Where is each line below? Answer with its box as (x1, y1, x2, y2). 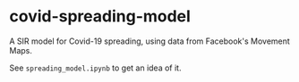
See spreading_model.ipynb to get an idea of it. (9, 62, 182, 73)
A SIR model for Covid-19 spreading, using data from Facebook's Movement (9, 36, 291, 46)
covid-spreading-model (9, 6, 191, 27)
